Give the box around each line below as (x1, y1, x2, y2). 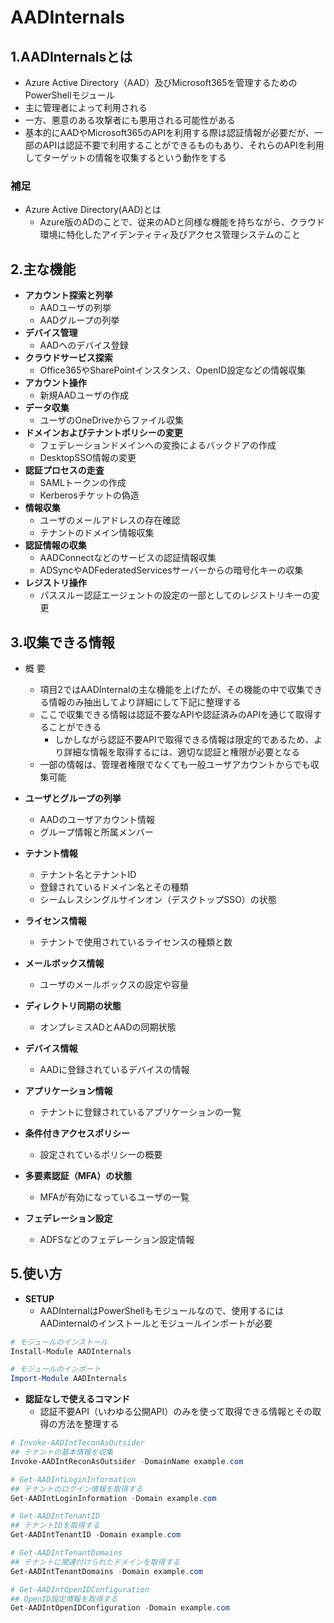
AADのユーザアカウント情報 (39, 813, 155, 825)
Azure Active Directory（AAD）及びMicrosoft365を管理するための (24, 77, 298, 88)
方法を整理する (57, 1418, 120, 1430)
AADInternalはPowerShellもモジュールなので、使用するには (39, 1304, 285, 1316)
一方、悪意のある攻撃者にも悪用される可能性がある (24, 114, 236, 126)
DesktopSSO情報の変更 (39, 452, 137, 464)
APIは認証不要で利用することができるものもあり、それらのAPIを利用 (42, 139, 325, 151)
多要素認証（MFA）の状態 (24, 1169, 133, 1181)
